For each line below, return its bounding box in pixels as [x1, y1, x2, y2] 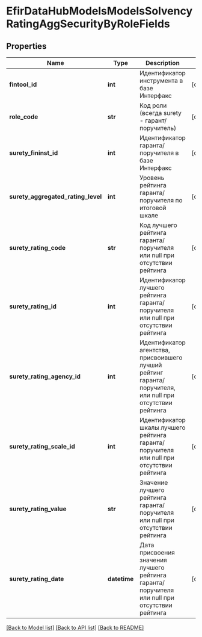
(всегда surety [139, 109, 182, 117]
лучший [139, 361, 162, 369]
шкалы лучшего [139, 423, 186, 432]
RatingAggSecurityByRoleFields [6, 17, 170, 31]
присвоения [139, 548, 176, 556]
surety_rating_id [9, 302, 57, 311]
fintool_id [9, 80, 37, 89]
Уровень [139, 173, 165, 182]
